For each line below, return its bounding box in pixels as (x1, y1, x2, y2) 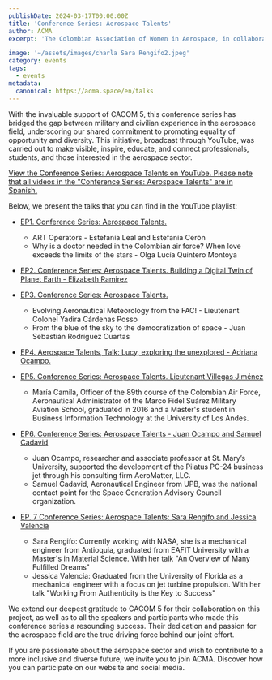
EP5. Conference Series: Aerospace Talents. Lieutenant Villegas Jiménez (19, 371, 264, 381)
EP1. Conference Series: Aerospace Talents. (19, 217, 168, 226)
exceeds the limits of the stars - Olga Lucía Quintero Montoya (32, 249, 237, 260)
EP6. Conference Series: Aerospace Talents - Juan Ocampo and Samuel (19, 428, 261, 438)
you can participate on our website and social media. (8, 662, 185, 672)
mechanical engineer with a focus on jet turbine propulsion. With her (32, 579, 261, 589)
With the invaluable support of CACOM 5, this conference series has (8, 109, 236, 118)
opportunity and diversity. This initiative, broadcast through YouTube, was (8, 135, 255, 144)
